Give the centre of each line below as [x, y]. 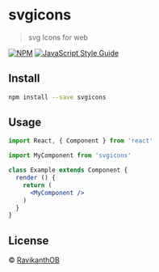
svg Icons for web [58, 37]
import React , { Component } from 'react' [81, 141]
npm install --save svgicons [57, 97]
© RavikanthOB [34, 260]
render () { [36, 178]
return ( [38, 185]
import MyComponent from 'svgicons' [70, 155]
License [29, 240]
